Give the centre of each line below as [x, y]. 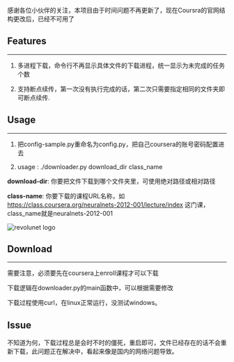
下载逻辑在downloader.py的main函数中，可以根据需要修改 [91, 288]
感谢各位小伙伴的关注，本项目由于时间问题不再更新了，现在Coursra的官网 [113, 10]
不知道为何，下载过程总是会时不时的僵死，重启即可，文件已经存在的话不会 [114, 343]
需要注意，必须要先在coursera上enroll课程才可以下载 [83, 273]
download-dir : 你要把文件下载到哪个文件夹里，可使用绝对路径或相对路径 [111, 181]
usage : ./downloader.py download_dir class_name [90, 166]
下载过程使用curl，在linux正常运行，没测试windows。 [84, 303]
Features [27, 41]
